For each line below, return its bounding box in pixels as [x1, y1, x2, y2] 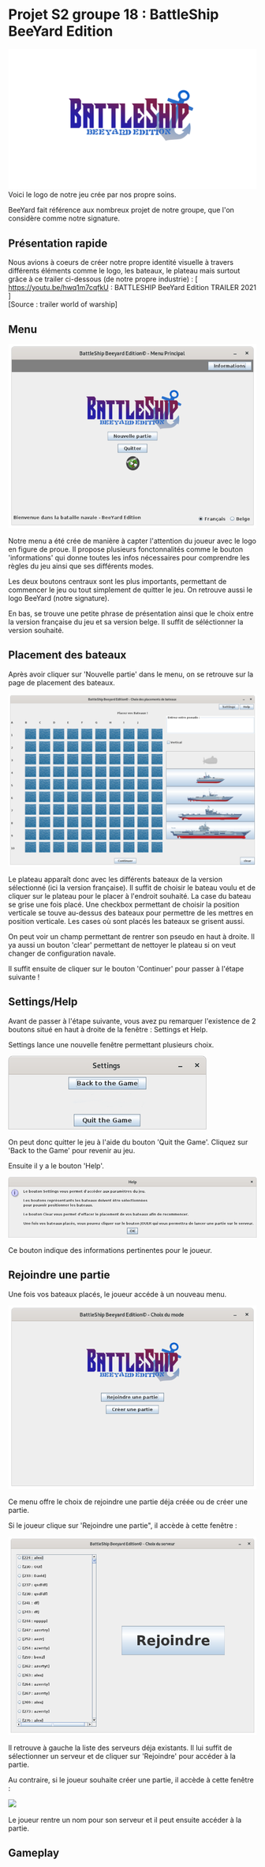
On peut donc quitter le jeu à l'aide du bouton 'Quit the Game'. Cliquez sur [8, 1137, 248, 1147]
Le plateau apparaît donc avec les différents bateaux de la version [8, 874, 223, 884]
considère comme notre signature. [8, 213, 121, 223]
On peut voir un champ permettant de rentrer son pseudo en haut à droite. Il [8, 931, 255, 941]
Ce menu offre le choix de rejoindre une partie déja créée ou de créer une [8, 1497, 248, 1507]
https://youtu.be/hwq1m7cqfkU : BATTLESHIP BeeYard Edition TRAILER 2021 [8, 283, 257, 292]
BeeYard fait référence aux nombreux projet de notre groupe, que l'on [8, 206, 235, 215]
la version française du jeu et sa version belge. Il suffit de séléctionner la [8, 617, 244, 626]
